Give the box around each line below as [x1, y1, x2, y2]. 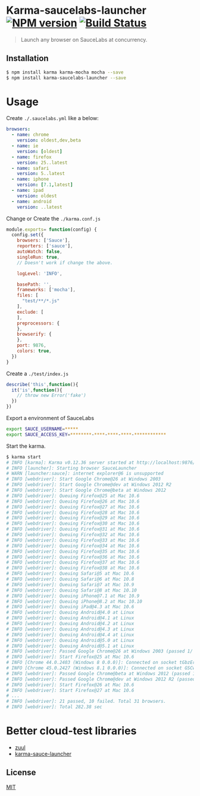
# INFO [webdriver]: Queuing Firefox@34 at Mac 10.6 [6, 543, 140, 549]
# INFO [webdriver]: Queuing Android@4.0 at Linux [6, 610, 135, 616]
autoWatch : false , [17, 249, 62, 255]
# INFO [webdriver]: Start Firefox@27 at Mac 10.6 [6, 687, 135, 693]
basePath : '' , [17, 281, 52, 287]
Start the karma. [6, 442, 46, 449]
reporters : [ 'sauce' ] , [17, 243, 73, 249]
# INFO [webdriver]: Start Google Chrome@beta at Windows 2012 [6, 488, 167, 494]
